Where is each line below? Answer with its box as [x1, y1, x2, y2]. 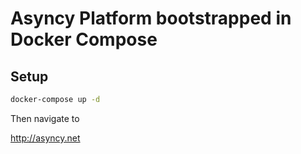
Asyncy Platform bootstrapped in [10, 7, 292, 30]
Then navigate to [10, 112, 80, 124]
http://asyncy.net [10, 132, 81, 144]
